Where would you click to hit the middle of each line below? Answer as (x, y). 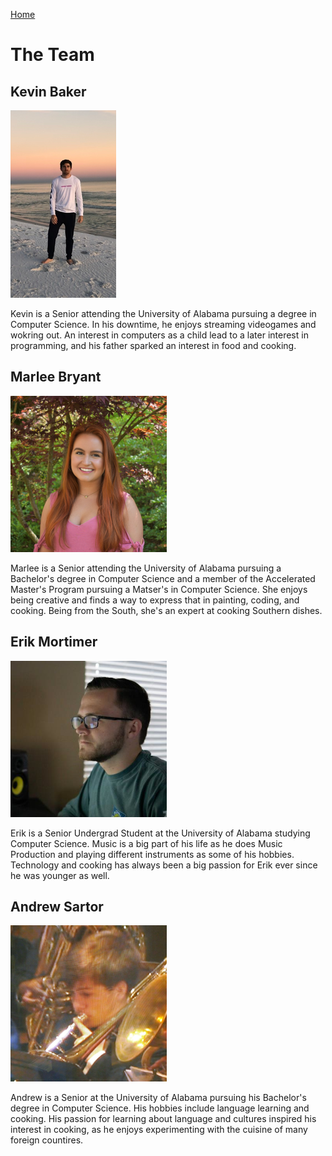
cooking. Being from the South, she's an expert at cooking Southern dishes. (166, 610)
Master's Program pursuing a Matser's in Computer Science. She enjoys (159, 589)
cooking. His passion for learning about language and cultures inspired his (163, 1119)
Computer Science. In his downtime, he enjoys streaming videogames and (163, 324)
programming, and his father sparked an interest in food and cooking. (153, 345)
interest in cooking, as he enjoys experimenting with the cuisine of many (159, 1130)
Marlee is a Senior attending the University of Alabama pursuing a (146, 568)
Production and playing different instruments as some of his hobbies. (152, 854)
